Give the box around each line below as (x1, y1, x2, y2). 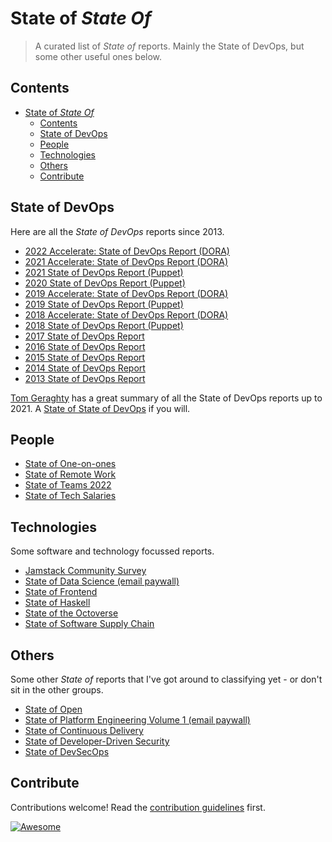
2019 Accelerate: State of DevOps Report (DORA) (24, 287, 229, 299)
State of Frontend (24, 586, 98, 598)
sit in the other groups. (10, 684, 104, 696)
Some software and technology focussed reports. (10, 545, 215, 557)
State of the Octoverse (24, 607, 119, 619)
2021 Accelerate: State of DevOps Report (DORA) (24, 255, 229, 267)
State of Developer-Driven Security (24, 735, 170, 747)
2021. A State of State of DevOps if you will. (10, 402, 191, 414)
